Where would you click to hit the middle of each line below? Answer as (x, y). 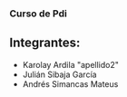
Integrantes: (45, 43)
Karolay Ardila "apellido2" (71, 64)
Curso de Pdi (39, 14)
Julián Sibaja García (59, 74)
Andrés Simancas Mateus (70, 83)
